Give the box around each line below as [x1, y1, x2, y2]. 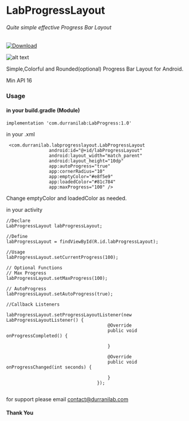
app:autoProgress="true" [48, 163, 111, 169]
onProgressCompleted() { [6, 332, 68, 338]
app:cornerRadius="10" [48, 168, 106, 174]
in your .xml [6, 130, 35, 138]
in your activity [6, 206, 43, 213]
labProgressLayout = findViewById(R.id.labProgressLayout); [6, 239, 159, 245]
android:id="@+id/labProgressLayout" [48, 147, 143, 153]
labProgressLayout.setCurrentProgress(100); [6, 254, 119, 260]
